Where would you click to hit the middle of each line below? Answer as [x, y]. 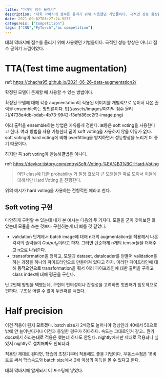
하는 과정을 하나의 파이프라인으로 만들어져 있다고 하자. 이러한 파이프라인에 [82, 262]
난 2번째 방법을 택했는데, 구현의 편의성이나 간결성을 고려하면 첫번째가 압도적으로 [81, 284]
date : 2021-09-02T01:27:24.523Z [38, 19]
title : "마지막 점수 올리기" [31, 10]
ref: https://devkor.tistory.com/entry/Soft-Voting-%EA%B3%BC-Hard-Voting [82, 164]
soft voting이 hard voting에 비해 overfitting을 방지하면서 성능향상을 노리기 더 [79, 138]
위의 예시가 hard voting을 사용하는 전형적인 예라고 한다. [58, 190]
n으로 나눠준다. [32, 250]
